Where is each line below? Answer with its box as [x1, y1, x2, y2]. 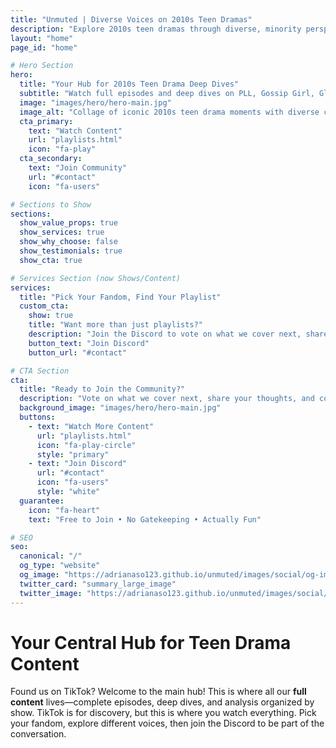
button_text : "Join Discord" [28, 338, 150, 348]
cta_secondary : [19, 154, 83, 164]
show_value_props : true [19, 218, 118, 228]
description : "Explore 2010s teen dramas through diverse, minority [10, 24, 302, 34]
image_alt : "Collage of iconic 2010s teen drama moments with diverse [19, 107, 320, 117]
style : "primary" [36, 449, 110, 460]
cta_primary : [19, 116, 74, 126]
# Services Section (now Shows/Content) [10, 273, 182, 283]
